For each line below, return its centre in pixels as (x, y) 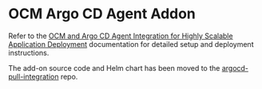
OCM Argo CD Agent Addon (102, 14)
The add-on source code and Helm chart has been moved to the (114, 68)
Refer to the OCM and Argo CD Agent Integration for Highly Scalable (121, 36)
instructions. (29, 52)
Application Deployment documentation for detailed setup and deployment (131, 44)
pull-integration (34, 76)
